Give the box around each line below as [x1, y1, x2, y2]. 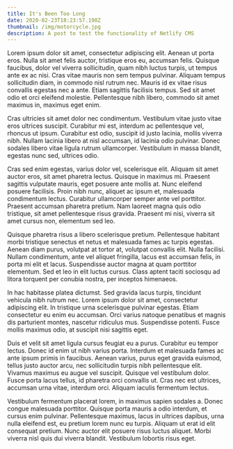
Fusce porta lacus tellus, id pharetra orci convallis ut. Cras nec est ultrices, [7, 376, 221, 385]
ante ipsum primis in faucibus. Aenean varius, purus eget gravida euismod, [7, 354, 222, 362]
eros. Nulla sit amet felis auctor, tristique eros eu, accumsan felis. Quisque [7, 57, 220, 65]
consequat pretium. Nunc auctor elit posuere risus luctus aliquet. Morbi [7, 427, 211, 435]
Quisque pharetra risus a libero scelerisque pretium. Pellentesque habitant [7, 230, 220, 239]
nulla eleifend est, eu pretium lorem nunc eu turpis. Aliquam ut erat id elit [7, 420, 216, 428]
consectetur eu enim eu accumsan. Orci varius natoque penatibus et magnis [7, 311, 226, 319]
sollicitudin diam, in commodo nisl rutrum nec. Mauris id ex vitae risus [7, 78, 207, 87]
